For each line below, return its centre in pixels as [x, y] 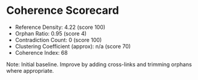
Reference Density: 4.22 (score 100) [60, 27]
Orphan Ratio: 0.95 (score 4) [51, 33]
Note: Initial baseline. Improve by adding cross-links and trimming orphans [99, 64]
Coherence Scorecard [63, 11]
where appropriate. [30, 70]
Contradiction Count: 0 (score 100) [58, 40]
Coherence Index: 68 [41, 52]
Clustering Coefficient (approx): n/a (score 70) [73, 46]
